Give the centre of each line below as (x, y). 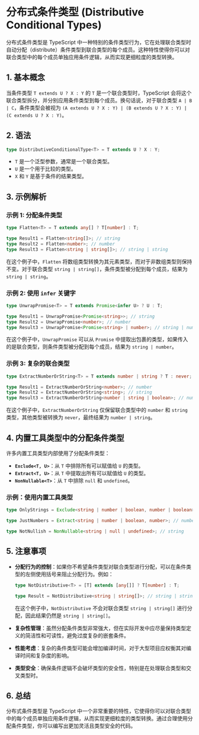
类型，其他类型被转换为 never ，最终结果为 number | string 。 (81, 417)
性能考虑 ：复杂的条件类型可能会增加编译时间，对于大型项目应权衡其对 (100, 648)
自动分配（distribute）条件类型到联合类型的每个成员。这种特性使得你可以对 (98, 49)
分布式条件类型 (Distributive (75, 12)
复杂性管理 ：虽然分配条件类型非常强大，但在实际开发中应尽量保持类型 (100, 628)
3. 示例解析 (26, 197)
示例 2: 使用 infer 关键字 (41, 293)
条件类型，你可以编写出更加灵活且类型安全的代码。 (73, 726)
